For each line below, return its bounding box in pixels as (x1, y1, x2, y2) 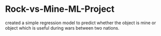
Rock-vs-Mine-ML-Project (5, 3, 115, 15)
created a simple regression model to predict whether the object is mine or (5, 20, 156, 26)
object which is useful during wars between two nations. (5, 25, 119, 31)
